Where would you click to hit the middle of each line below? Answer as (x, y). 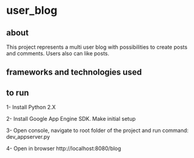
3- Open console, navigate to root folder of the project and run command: (98, 130)
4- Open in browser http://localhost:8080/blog (64, 148)
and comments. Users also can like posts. (58, 53)
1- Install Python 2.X (31, 107)
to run (18, 93)
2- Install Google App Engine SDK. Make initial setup (71, 119)
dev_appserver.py (28, 137)
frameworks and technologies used (74, 72)
